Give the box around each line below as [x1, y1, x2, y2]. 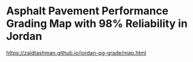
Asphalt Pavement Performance [6, 4, 169, 18]
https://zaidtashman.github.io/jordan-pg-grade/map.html [6, 49, 146, 56]
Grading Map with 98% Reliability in [6, 17, 188, 30]
